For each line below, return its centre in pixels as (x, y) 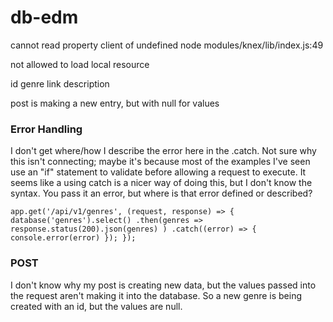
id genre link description (60, 83)
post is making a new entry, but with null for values (115, 103)
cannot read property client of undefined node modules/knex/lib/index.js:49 (167, 45)
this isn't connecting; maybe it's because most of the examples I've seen (160, 162)
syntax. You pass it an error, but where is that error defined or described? (161, 193)
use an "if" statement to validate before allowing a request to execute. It (158, 172)
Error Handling (46, 129)
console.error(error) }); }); (73, 238)
